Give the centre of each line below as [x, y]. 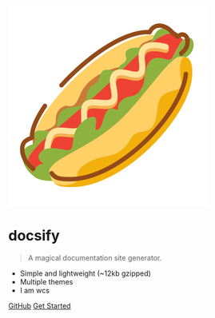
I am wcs [35, 290]
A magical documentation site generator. [95, 257]
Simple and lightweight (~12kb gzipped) [86, 273]
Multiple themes [46, 281]
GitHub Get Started [40, 305]
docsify [34, 236]
